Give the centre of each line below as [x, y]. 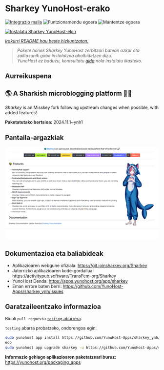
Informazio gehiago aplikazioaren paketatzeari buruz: [61, 357]
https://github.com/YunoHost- [93, 286]
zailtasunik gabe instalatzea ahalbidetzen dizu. [65, 55]
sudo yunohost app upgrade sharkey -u [44, 348]
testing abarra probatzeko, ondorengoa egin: [51, 328]
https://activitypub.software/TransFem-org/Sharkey [64, 276]
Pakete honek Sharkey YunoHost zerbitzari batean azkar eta [78, 50]
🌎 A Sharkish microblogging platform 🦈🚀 [69, 93]
